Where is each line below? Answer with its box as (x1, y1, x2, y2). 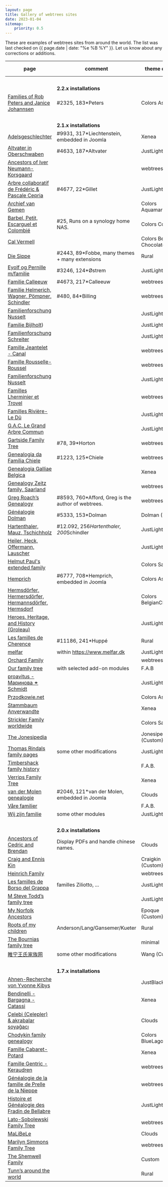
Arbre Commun (7, 428, 44, 435)
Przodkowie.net (7, 694, 44, 701)
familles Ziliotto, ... (56, 881, 99, 888)
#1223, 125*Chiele (56, 454, 104, 461)
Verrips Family (7, 774, 41, 781)
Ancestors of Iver (7, 159, 48, 166)
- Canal (7, 350, 26, 357)
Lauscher (7, 550, 30, 557)
